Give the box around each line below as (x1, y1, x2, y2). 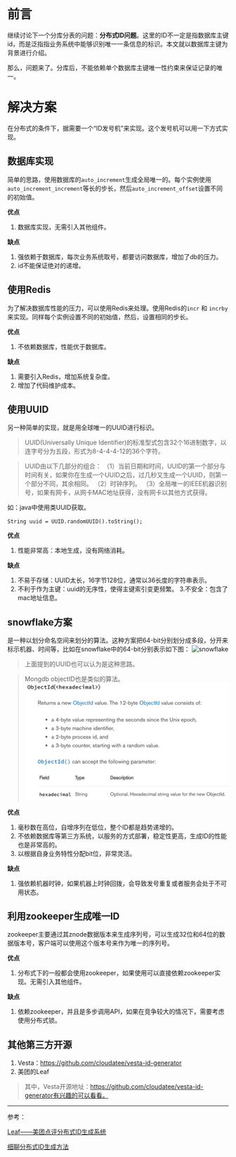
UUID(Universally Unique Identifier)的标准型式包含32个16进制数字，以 (24, 438, 227, 447)
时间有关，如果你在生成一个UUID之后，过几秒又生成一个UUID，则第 (24, 471, 222, 480)
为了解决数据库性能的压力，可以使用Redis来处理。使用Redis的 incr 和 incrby (7, 303, 228, 312)
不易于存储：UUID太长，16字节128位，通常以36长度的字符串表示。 (17, 576, 211, 585)
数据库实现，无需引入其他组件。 (17, 223, 110, 231)
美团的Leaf (17, 1068, 50, 1076)
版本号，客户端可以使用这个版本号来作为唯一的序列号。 (13, 939, 173, 948)
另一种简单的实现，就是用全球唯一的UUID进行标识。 (7, 423, 158, 432)
